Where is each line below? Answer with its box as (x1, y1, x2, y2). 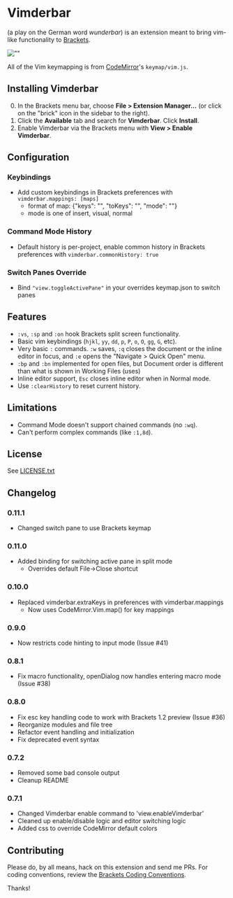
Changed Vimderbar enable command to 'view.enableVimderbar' (17, 809, 204, 818)
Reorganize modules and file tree (17, 720, 113, 729)
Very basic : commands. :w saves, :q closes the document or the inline (17, 344, 222, 352)
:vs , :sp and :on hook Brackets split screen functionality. (17, 329, 181, 338)
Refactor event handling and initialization (17, 727, 135, 736)
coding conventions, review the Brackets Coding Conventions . (7, 871, 186, 879)
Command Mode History (7, 227, 92, 236)
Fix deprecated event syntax (17, 735, 100, 743)
